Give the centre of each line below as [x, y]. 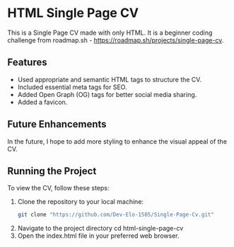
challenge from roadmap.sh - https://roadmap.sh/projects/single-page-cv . [116, 40]
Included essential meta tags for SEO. [72, 87]
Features [27, 63]
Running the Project [52, 171]
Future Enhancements [57, 124]
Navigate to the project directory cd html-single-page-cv [100, 229]
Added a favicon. [42, 102]
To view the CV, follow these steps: [58, 188]
